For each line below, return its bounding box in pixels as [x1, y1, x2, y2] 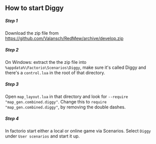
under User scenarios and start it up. [5, 133, 80, 139]
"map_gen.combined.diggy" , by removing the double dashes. [5, 104, 126, 110]
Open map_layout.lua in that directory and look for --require [5, 94, 128, 99]
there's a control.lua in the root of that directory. [5, 70, 105, 76]
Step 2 [5, 47, 19, 52]
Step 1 [5, 17, 18, 24]
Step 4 [5, 115, 19, 121]
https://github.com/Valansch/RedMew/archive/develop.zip [5, 36, 124, 42]
